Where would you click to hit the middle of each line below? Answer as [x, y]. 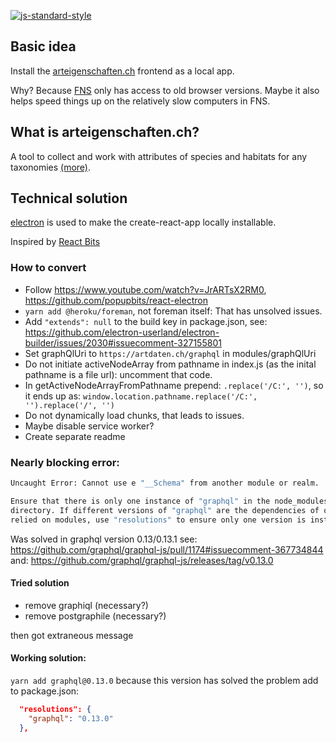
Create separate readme [75, 436]
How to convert [48, 268]
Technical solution [69, 198]
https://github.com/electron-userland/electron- [122, 332]
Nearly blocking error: [65, 462]
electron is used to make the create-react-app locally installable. [143, 222]
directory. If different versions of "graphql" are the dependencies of [165, 510]
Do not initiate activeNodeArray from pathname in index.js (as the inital [170, 364]
